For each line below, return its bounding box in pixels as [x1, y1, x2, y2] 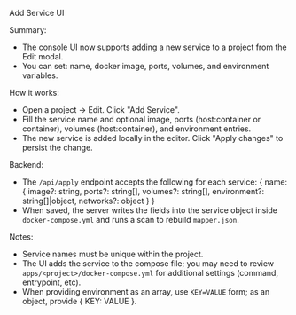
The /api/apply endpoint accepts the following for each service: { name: [21, 177, 288, 187]
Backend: [9, 160, 44, 169]
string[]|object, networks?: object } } [21, 195, 155, 206]
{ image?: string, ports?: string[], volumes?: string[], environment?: [21, 186, 264, 196]
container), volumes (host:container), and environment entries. [21, 123, 252, 134]
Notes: [9, 232, 34, 242]
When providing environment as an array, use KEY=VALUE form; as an [21, 287, 270, 296]
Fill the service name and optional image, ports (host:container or [21, 114, 261, 124]
